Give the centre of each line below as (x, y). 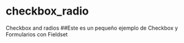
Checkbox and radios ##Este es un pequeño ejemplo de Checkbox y (92, 28)
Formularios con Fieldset (37, 34)
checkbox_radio (47, 11)
